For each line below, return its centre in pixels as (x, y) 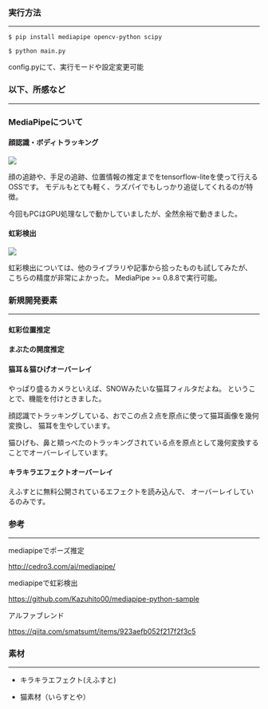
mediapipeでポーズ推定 (47, 551)
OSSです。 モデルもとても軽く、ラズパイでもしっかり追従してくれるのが (127, 186)
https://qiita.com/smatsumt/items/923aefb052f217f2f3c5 (102, 631)
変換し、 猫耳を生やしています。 (61, 425)
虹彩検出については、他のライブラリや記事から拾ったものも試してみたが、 (130, 267)
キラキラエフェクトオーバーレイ (61, 472)
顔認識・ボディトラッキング (53, 142)
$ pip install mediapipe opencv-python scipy (85, 38)
